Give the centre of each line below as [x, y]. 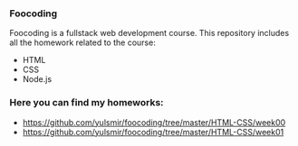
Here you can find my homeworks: [87, 103]
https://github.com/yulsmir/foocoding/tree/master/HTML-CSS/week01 [153, 132]
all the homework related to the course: [82, 42]
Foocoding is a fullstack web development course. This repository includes [149, 33]
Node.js [37, 79]
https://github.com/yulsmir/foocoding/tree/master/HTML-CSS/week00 [154, 122]
